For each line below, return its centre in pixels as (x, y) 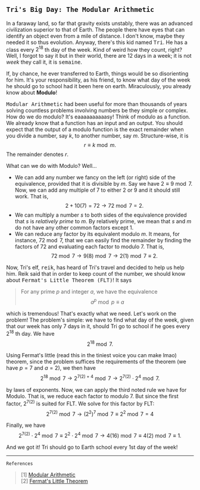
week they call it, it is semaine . (44, 62)
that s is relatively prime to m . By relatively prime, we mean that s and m (103, 221)
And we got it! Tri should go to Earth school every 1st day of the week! (92, 447)
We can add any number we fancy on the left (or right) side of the (95, 177)
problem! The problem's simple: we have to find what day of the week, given (100, 320)
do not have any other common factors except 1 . (74, 228)
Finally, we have (26, 425)
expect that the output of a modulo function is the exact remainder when (95, 129)
